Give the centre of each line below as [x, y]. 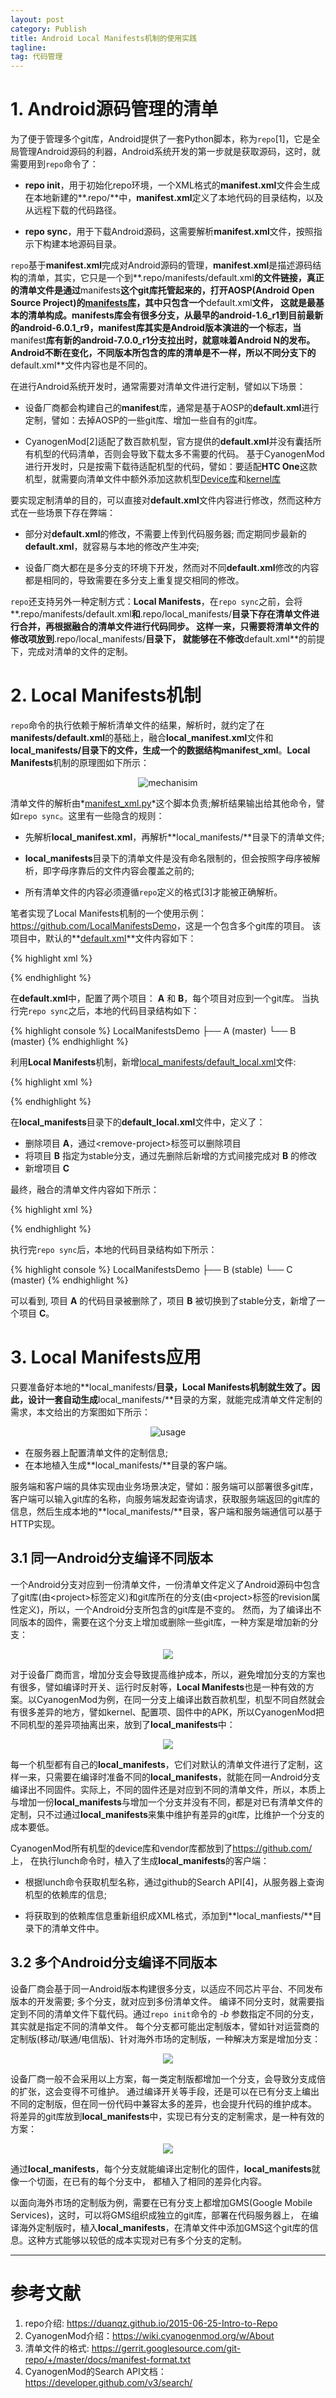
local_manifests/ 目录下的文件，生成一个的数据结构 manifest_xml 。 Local [160, 750]
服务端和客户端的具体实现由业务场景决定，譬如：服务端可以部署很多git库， [164, 1486]
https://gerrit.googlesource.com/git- [166, 2348]
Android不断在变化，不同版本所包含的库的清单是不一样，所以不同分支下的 [163, 353]
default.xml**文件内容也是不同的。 [81, 365]
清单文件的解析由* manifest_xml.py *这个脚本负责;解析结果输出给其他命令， [163, 803]
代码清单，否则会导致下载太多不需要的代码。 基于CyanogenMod [192, 454]
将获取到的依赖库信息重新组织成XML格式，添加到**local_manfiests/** [168, 1915]
